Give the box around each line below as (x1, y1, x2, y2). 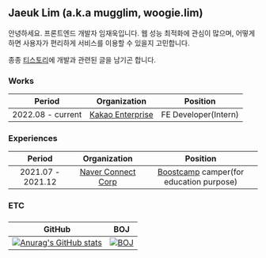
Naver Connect (79, 166, 136, 177)
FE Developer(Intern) (161, 109, 239, 120)
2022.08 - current (12, 109, 82, 120)
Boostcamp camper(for (157, 166, 244, 177)
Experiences (8, 133, 58, 144)
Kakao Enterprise (89, 109, 154, 120)
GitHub (43, 224, 71, 235)
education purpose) (163, 176, 237, 188)
